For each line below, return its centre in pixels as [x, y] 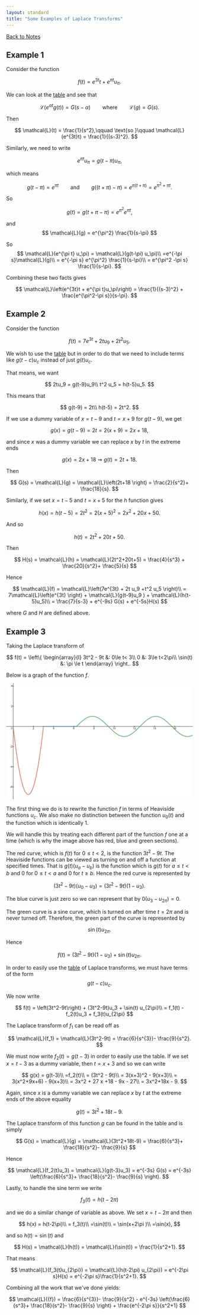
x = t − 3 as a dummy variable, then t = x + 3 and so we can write [86, 1064]
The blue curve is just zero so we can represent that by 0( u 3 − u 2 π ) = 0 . [93, 899]
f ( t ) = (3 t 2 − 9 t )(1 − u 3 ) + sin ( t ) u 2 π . [99, 955]
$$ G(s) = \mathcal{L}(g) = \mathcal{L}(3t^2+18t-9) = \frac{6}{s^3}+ [99, 1141]
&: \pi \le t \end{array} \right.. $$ [99, 664]
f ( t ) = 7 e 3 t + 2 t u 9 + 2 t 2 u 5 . [99, 341]
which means [23, 173]
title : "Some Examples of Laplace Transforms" [65, 19]
